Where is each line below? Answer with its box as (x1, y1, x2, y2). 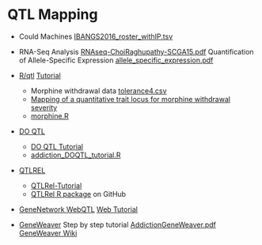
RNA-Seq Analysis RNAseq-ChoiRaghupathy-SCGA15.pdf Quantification (18, 47, 254, 56)
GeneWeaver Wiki (18, 228, 78, 238)
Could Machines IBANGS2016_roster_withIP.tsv (18, 32, 173, 41)
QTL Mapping (7, 6, 98, 24)
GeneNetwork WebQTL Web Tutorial (18, 204, 138, 214)
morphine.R (30, 111, 69, 120)
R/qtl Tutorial (18, 70, 61, 80)
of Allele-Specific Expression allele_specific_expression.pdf (18, 55, 214, 65)
